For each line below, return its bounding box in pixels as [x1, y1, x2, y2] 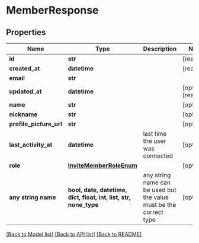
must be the [143, 201, 176, 209]
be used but [143, 186, 176, 194]
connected [143, 152, 174, 160]
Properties [6, 27, 46, 37]
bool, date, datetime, [68, 186, 127, 194]
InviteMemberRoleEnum [68, 161, 137, 170]
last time [143, 130, 167, 138]
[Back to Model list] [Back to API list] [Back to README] [6, 231, 142, 238]
